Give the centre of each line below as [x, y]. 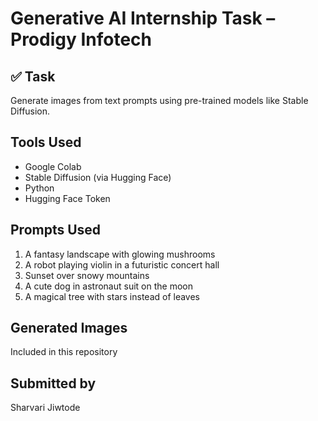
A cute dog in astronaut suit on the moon [108, 286]
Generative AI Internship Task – [143, 18]
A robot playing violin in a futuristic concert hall [122, 264]
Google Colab [53, 166]
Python [39, 188]
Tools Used [46, 142]
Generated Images [69, 328]
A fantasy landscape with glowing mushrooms [120, 254]
